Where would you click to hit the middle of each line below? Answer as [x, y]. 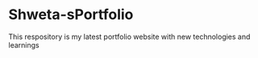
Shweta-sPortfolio [71, 15]
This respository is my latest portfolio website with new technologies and [129, 37]
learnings [24, 44]
